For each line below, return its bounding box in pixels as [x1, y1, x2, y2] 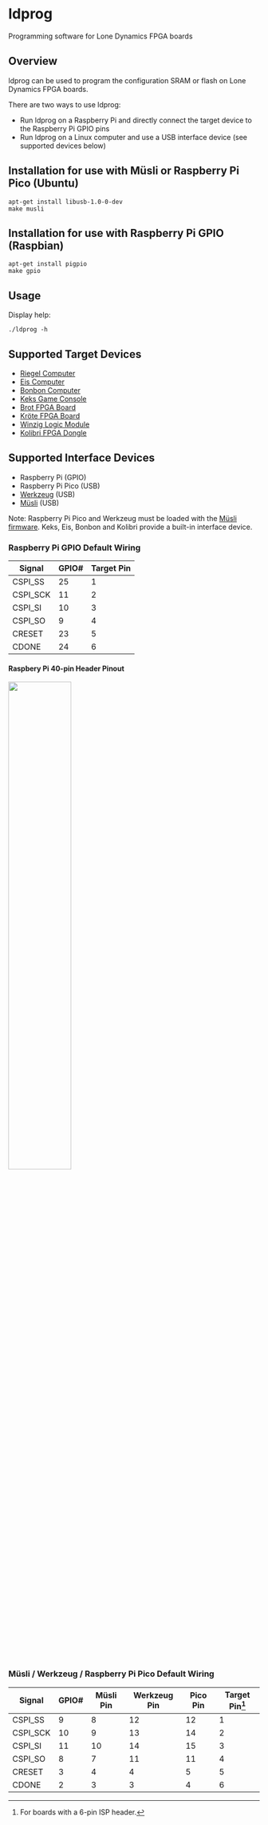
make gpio [8, 267, 41, 275]
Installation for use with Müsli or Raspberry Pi [8, 164, 239, 178]
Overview [8, 54, 58, 68]
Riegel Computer [19, 369, 76, 378]
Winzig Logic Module [19, 419, 90, 429]
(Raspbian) [8, 239, 64, 252]
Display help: [8, 310, 51, 320]
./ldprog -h [8, 326, 48, 334]
